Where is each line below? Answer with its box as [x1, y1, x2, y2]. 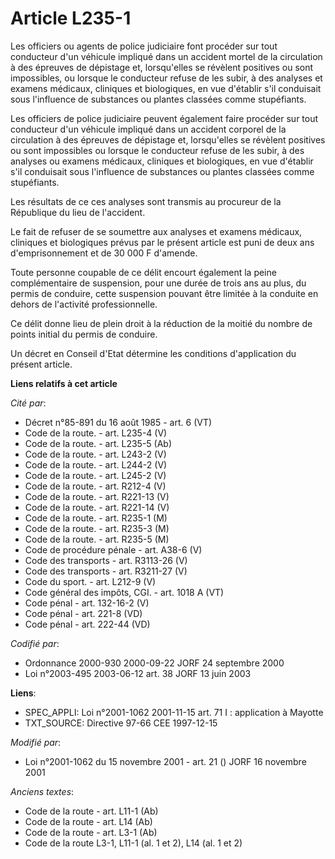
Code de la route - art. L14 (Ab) [24, 815, 153, 827]
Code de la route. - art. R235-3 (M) [24, 522, 170, 534]
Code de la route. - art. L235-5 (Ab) [24, 437, 173, 449]
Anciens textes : [10, 785, 75, 797]
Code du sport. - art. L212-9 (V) [24, 575, 157, 587]
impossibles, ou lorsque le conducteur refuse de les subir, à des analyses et [10, 72, 323, 84]
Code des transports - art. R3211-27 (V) [24, 565, 188, 577]
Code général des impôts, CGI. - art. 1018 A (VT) [24, 586, 225, 598]
